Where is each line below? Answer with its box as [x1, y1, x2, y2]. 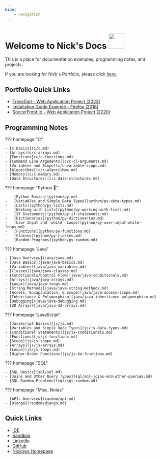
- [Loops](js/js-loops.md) [5, 347, 60, 353]
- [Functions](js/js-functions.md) [5, 334, 78, 339]
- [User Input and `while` [5, 220, 65, 225]
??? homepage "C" [5, 137, 43, 142]
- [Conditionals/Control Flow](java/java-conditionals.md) [5, 273, 129, 278]
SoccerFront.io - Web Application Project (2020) [12, 109, 110, 115]
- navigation [14, 12, 41, 17]
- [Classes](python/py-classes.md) [5, 233, 82, 238]
